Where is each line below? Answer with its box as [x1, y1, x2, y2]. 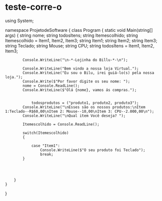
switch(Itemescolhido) [23, 130, 69, 135]
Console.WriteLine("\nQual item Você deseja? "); [23, 113, 126, 118]
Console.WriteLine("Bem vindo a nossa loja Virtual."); [23, 66, 139, 71]
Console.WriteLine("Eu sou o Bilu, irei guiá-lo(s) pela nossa [23, 70, 154, 75]
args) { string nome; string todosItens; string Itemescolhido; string [5, 32, 138, 38]
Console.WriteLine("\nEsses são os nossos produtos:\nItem [23, 104, 146, 109]
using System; [5, 18, 34, 24]
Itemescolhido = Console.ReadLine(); [23, 122, 99, 126]
